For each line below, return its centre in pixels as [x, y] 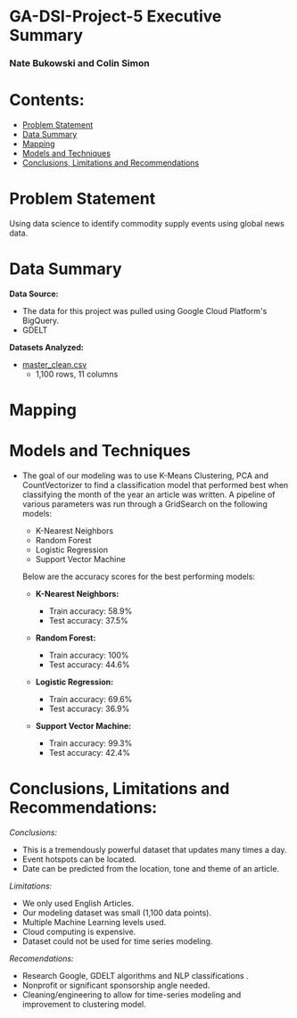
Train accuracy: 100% [89, 655]
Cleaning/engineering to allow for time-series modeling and [132, 994]
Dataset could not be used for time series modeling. [117, 941]
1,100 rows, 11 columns [77, 374]
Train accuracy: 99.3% [91, 743]
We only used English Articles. [78, 903]
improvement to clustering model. [84, 1004]
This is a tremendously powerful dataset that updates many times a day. [154, 849]
